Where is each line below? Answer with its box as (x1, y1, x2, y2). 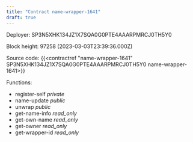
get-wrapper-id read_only (14, 129, 79, 136)
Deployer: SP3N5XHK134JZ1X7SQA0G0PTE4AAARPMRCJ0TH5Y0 (6, 31, 173, 38)
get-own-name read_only (14, 116, 78, 123)
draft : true (6, 14, 36, 20)
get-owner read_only (14, 122, 67, 129)
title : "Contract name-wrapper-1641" (6, 8, 101, 15)
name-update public (14, 97, 66, 104)
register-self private (14, 90, 65, 97)
